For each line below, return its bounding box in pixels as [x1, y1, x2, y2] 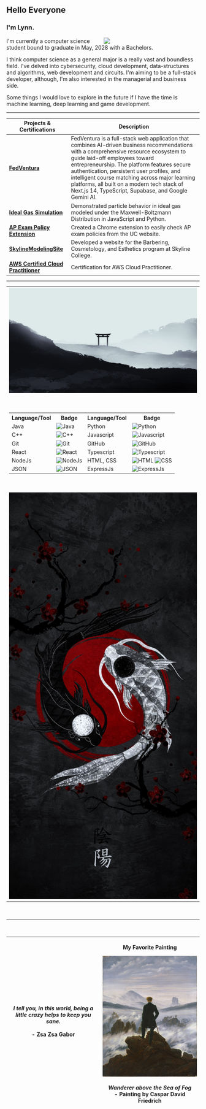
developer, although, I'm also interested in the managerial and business [6, 75, 187, 82]
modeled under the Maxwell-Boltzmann [71, 209, 172, 216]
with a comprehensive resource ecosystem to [71, 148, 186, 155]
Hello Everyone [6, 5, 66, 15]
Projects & [24, 120, 51, 127]
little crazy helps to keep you [15, 1011, 91, 1018]
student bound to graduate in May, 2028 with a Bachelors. [6, 44, 153, 51]
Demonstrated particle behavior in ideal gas [71, 202, 181, 209]
